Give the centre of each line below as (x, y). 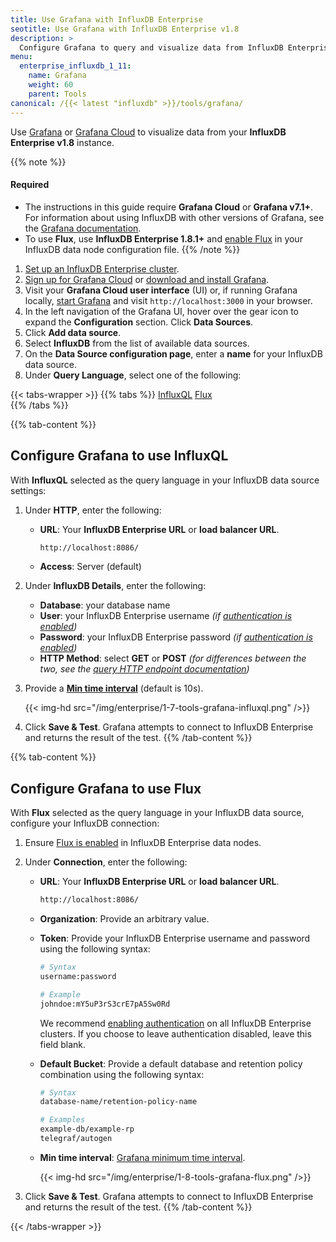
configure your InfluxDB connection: (85, 823)
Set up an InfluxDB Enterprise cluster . (102, 268)
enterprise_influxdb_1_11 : (75, 66)
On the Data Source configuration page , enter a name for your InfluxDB (173, 353)
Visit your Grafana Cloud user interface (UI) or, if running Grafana (161, 290)
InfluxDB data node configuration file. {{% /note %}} (132, 249)
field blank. (63, 1044)
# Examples (62, 1120)
